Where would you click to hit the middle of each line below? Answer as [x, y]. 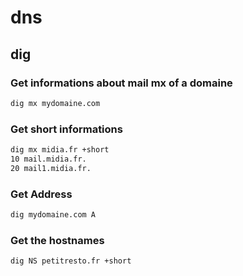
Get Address [41, 194]
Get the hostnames [57, 240]
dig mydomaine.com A [53, 214]
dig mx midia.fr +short [60, 150]
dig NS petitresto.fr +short [71, 261]
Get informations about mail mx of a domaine [121, 83]
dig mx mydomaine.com [55, 103]
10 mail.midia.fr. [48, 159]
